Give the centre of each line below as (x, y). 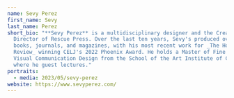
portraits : (23, 71)
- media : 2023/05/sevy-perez (56, 78)
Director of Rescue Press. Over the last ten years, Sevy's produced (116, 39)
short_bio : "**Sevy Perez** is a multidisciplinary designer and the (110, 33)
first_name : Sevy (32, 20)
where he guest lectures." (53, 65)
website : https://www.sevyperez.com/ (62, 84)
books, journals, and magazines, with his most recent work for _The (116, 46)
